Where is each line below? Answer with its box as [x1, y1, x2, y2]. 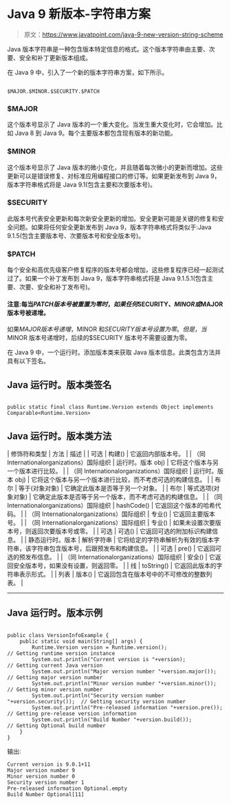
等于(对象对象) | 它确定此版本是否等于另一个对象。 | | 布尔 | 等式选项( [18, 484, 214, 492]
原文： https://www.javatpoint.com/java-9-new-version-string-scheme [23, 30, 223, 39]
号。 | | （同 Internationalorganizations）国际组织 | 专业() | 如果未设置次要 [7, 518, 215, 526]
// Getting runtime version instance [7, 650, 115, 657]
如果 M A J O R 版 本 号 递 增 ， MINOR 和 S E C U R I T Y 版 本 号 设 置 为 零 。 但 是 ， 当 [7, 325, 208, 334]
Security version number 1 [7, 779, 85, 786]
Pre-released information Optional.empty [7, 785, 128, 792]
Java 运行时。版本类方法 [7, 430, 112, 442]
